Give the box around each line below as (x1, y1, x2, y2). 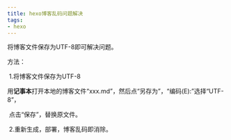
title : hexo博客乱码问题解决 (7, 10, 83, 17)
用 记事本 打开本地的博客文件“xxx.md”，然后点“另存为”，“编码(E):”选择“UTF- (7, 87, 224, 96)
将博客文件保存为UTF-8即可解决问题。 (7, 43, 118, 51)
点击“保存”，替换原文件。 (8, 110, 82, 119)
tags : (7, 17, 23, 24)
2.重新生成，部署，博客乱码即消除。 (8, 125, 113, 134)
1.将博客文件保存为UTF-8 (8, 72, 81, 80)
